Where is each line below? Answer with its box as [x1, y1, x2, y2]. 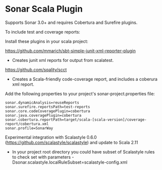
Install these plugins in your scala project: [5, 38, 89, 44]
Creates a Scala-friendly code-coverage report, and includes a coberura [12, 76, 158, 82]
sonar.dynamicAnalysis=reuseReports [5, 100, 79, 105]
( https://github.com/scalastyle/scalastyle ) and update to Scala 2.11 [5, 139, 138, 145]
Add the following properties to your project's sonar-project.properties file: [5, 91, 155, 96]
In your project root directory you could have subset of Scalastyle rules [12, 149, 155, 154]
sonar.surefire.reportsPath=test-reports [5, 104, 90, 109]
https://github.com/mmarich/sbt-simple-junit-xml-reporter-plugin [5, 48, 136, 54]
